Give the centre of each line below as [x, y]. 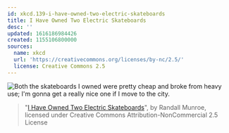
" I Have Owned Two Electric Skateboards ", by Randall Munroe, [115, 107]
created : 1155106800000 [42, 40]
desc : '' [20, 27]
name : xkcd [30, 53]
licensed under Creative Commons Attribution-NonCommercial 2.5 [121, 115]
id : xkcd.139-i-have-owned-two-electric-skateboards [86, 14]
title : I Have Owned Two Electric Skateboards [77, 20]
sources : [20, 46]
